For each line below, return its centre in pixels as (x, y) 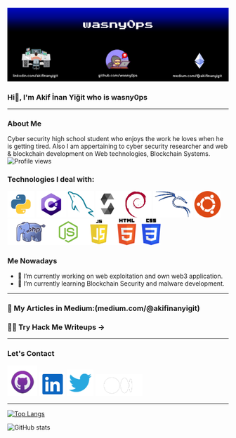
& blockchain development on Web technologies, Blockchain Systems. (109, 154)
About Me (25, 124)
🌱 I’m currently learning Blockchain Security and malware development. (121, 284)
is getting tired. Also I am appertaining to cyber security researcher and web (118, 146)
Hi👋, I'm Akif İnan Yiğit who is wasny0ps (77, 97)
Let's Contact (31, 354)
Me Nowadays (32, 260)
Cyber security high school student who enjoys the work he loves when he (115, 139)
